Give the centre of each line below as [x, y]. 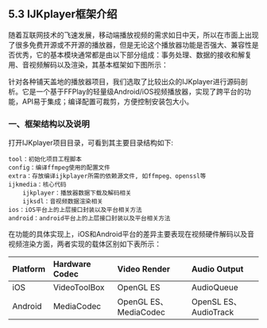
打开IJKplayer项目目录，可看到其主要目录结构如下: [91, 143]
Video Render [144, 269]
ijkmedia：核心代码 [37, 185]
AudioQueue [215, 287]
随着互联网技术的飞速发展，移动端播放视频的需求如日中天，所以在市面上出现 [133, 35]
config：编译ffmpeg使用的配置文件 [59, 168]
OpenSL [207, 302]
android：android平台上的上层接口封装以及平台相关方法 [89, 218]
